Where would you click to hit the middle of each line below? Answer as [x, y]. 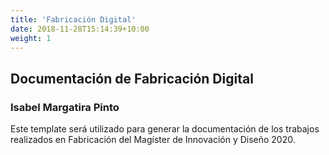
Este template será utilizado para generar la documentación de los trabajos [165, 129]
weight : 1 [31, 38]
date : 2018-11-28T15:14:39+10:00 [80, 29]
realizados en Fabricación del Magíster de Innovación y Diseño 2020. [153, 140]
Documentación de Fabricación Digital [132, 78]
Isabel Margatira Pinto [65, 107]
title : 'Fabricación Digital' [73, 19]
